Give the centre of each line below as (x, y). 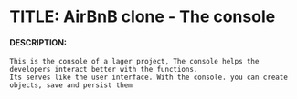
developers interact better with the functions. (104, 70)
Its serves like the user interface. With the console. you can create (148, 78)
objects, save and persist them (71, 85)
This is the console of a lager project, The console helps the (134, 62)
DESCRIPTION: (38, 42)
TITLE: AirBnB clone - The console (143, 17)
